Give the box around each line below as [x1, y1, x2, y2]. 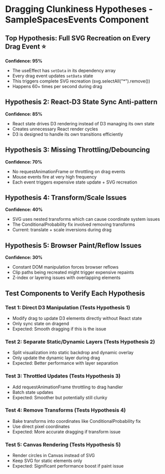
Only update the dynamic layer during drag [12, 355, 100, 361]
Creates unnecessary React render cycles [12, 126, 98, 132]
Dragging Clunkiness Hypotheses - [5, 3, 153, 15]
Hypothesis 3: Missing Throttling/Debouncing [5, 146, 150, 154]
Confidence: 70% [5, 159, 43, 165]
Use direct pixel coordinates [12, 423, 70, 429]
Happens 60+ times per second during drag [12, 84, 103, 89]
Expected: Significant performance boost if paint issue [12, 463, 124, 469]
